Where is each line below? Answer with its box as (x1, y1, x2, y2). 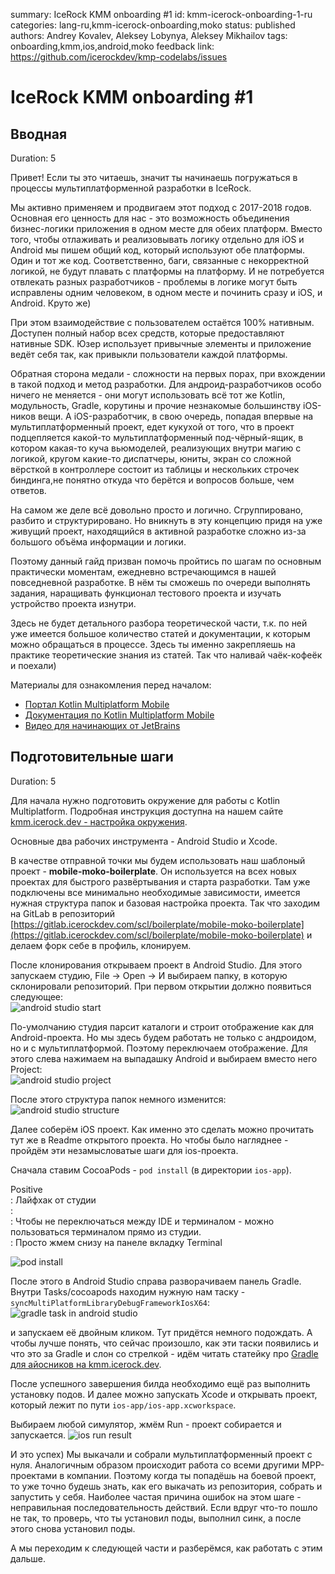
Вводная (10, 125, 68, 143)
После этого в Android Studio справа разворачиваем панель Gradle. (10, 1275, 302, 1287)
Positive (10, 1183, 43, 1195)
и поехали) (10, 660, 57, 671)
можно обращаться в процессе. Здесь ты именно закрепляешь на (10, 639, 296, 650)
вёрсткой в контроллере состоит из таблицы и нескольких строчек (10, 464, 300, 475)
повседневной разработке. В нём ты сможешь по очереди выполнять (10, 577, 311, 588)
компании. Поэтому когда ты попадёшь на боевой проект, (66, 1469, 317, 1481)
